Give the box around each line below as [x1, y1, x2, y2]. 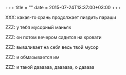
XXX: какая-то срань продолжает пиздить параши [5, 14, 116, 20]
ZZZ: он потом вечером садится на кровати [5, 34, 102, 40]
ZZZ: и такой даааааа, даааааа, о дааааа [5, 64, 95, 70]
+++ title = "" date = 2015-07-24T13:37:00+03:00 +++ [5, 5, 121, 10]
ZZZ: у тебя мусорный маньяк [5, 24, 71, 30]
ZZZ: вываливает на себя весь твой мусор [5, 44, 99, 50]
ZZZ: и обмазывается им [5, 54, 60, 60]
